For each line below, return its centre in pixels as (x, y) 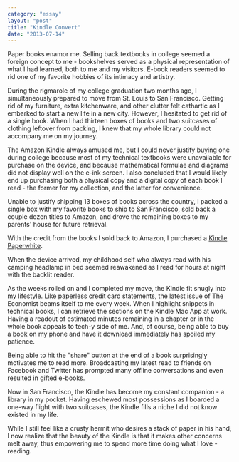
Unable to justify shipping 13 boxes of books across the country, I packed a (117, 202)
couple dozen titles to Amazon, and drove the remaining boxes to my (108, 217)
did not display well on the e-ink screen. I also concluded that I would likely (117, 173)
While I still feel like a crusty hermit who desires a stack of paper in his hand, (119, 428)
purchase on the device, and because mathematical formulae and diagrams (118, 165)
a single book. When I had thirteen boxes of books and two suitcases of (112, 121)
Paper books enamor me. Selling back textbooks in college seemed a (109, 54)
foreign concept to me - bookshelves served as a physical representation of (118, 62)
